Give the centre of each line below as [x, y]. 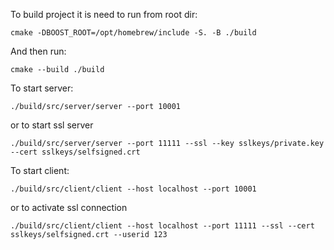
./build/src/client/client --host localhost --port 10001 [133, 189]
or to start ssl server [52, 125]
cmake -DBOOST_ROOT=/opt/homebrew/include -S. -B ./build [133, 33]
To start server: [42, 88]
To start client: [40, 170]
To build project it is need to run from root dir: [104, 14]
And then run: [38, 51]
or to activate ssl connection [69, 207]
